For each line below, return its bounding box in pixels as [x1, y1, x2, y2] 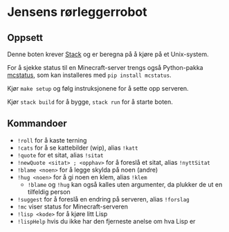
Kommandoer [7, 118, 67, 130]
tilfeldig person [27, 188, 71, 196]
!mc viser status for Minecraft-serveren [17, 202, 129, 211]
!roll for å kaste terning [17, 136, 87, 144]
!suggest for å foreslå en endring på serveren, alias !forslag [17, 195, 190, 203]
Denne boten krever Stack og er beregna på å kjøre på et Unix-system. [7, 50, 209, 58]
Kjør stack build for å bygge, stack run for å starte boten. [7, 98, 173, 106]
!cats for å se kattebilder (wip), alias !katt [17, 143, 138, 152]
